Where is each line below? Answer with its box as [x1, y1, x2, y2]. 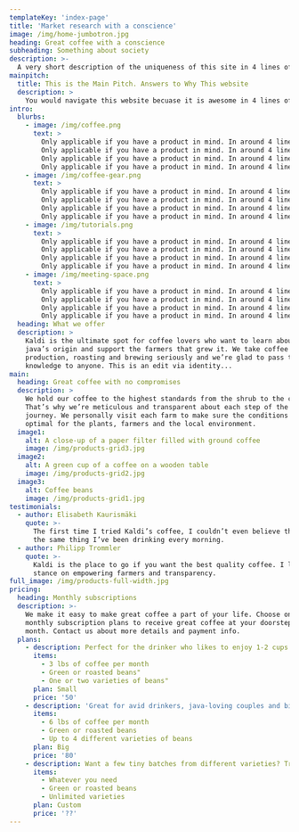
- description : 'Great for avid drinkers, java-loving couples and [25, 701, 280, 710]
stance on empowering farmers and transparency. [32, 568, 217, 578]
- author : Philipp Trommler [17, 543, 122, 553]
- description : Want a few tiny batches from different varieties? [25, 759, 280, 768]
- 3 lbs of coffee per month [41, 660, 149, 669]
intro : [9, 104, 34, 113]
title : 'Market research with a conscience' [9, 21, 177, 30]
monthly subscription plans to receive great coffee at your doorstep [25, 618, 293, 627]
